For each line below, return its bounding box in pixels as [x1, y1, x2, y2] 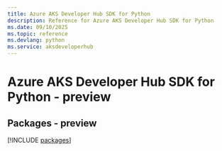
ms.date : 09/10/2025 [7, 23, 69, 30]
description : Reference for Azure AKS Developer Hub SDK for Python [7, 17, 214, 24]
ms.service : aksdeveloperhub [7, 43, 94, 50]
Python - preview [7, 89, 111, 105]
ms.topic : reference [7, 30, 69, 38]
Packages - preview [7, 117, 97, 129]
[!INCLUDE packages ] [7, 136, 72, 144]
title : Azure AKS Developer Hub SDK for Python [7, 10, 151, 18]
